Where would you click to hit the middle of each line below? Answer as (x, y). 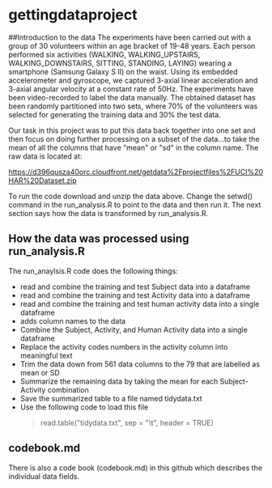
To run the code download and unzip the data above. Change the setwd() (131, 196)
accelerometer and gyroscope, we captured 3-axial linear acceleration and (133, 80)
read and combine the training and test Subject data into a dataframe (135, 286)
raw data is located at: (45, 156)
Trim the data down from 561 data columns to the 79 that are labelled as (140, 364)
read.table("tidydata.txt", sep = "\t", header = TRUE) (127, 422)
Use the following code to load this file (84, 407)
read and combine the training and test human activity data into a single (140, 303)
